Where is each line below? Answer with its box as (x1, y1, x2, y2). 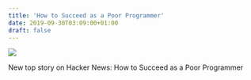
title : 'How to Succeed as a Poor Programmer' (8, 11, 165, 20)
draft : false (8, 26, 51, 34)
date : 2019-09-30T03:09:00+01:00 (8, 19, 119, 27)
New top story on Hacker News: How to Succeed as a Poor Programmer (8, 63, 244, 72)
